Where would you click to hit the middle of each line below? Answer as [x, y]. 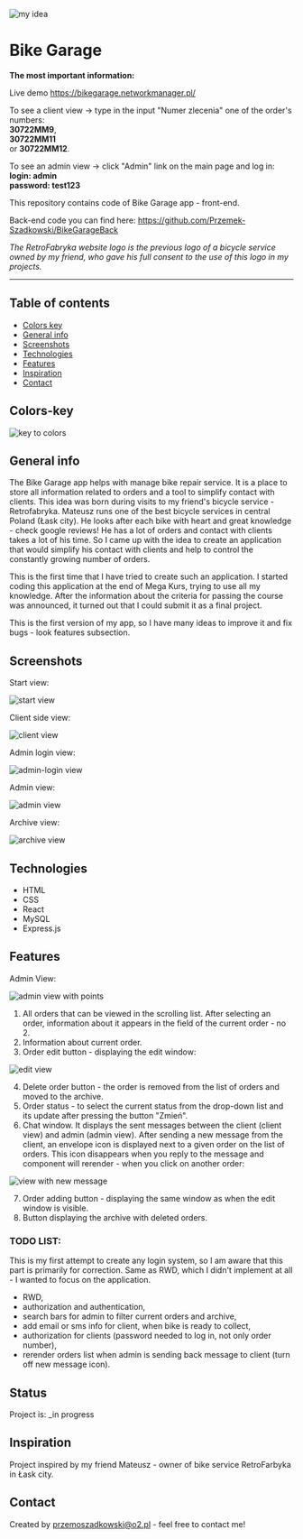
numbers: [27, 120]
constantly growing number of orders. [80, 559]
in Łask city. [32, 1474]
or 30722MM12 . [40, 148]
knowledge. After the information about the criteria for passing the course [147, 596]
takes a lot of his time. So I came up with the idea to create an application [146, 540]
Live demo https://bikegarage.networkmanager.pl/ [103, 92]
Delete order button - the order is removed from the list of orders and [151, 1086]
